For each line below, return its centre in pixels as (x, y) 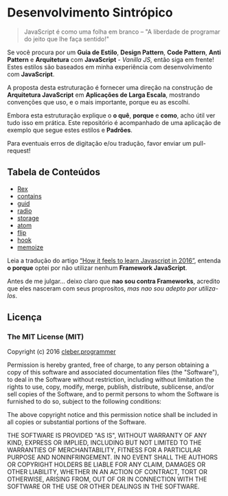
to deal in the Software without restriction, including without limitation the (111, 380)
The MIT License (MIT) (46, 337)
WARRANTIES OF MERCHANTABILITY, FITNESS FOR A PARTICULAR (104, 450)
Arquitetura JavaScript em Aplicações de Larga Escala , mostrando (104, 95)
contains (30, 196)
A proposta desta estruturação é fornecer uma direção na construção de (110, 87)
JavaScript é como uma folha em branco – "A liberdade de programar (122, 32)
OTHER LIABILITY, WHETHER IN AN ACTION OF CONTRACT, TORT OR (107, 472)
